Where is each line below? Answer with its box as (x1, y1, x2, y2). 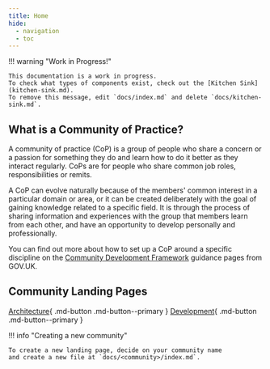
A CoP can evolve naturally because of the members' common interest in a (8, 185, 258, 195)
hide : (8, 19, 27, 28)
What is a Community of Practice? (8, 122, 184, 136)
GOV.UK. (8, 261, 38, 271)
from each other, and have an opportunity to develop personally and (8, 220, 236, 230)
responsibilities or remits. (8, 170, 93, 180)
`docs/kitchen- (210, 94, 263, 102)
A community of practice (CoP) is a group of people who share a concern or (8, 144, 262, 154)
